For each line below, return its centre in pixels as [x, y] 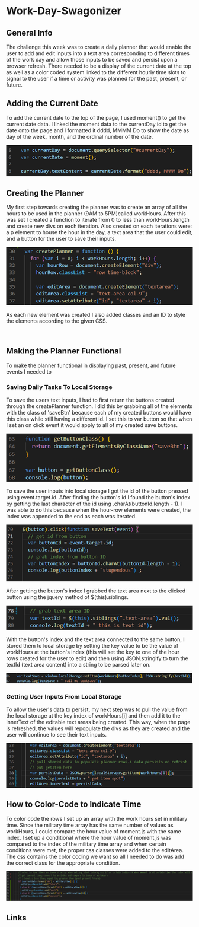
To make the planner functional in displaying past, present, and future [91, 365]
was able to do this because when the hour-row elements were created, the [99, 510]
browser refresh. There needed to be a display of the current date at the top [99, 66]
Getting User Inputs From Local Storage [64, 696]
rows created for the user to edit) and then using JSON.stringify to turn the [97, 658]
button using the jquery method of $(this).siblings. [67, 597]
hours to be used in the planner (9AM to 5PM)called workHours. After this [96, 214]
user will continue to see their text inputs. [57, 735]
